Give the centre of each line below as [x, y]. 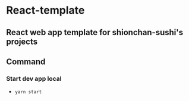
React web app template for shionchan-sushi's [95, 32]
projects [22, 41]
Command [26, 61]
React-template [45, 10]
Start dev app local [34, 78]
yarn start [28, 92]
